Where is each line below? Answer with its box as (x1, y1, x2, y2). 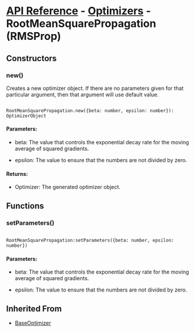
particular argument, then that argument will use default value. (6, 91, 159, 98)
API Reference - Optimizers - (6, 4, 152, 18)
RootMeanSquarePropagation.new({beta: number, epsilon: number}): (6, 107, 174, 114)
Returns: (6, 170, 29, 177)
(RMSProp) (6, 30, 61, 43)
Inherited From (6, 303, 62, 314)
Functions (6, 201, 45, 211)
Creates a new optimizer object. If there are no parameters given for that (6, 85, 184, 92)
